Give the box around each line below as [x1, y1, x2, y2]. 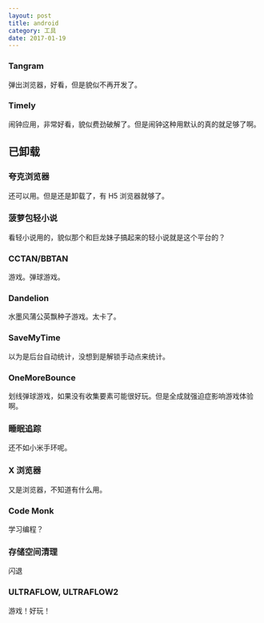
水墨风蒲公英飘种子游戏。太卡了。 [8, 311, 121, 321]
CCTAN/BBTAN [8, 253, 69, 264]
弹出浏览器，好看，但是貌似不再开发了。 [8, 79, 142, 89]
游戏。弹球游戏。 [8, 272, 65, 282]
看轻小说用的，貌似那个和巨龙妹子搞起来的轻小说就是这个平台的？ [8, 232, 226, 242]
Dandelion [8, 293, 50, 304]
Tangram [8, 61, 44, 72]
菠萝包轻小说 [8, 213, 58, 224]
